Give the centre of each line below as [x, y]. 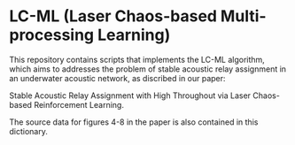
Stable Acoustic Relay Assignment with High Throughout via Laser [130, 95]
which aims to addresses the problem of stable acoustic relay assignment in [147, 69]
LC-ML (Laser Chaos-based [113, 16]
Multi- [244, 16]
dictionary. [29, 131]
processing [52, 35]
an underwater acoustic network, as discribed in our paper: [117, 78]
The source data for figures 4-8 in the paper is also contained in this [134, 122]
